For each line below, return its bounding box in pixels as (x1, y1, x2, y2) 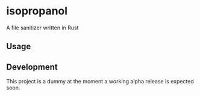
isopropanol (6, 4, 68, 18)
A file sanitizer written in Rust (6, 24, 79, 31)
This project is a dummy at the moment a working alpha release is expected (6, 78, 194, 85)
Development (6, 62, 58, 72)
